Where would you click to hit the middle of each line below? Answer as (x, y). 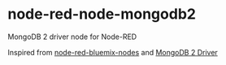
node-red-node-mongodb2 (102, 14)
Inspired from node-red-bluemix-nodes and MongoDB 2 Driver (113, 52)
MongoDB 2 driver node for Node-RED (72, 37)
